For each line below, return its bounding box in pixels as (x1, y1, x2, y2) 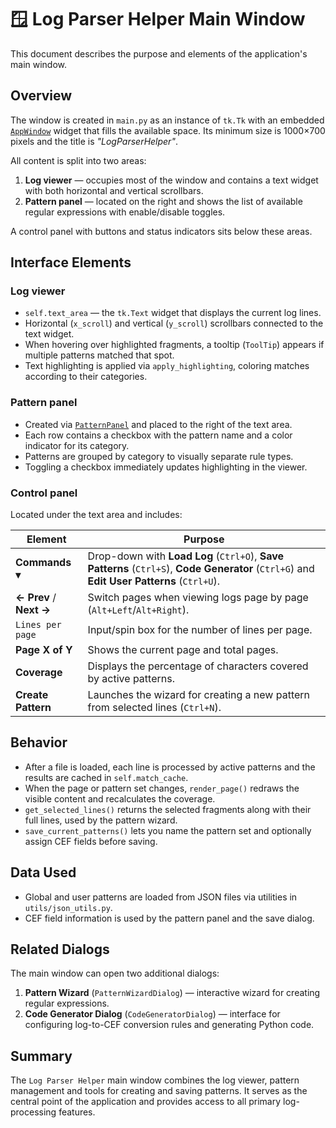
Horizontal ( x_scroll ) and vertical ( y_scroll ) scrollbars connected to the (24, 317, 324, 330)
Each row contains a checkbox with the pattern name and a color (24, 429, 293, 441)
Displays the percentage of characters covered (87, 659, 309, 673)
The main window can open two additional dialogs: (10, 967, 220, 980)
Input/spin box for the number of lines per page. (87, 623, 313, 637)
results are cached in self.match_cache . (24, 771, 189, 783)
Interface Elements (10, 254, 132, 271)
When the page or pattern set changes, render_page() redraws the (24, 782, 300, 794)
